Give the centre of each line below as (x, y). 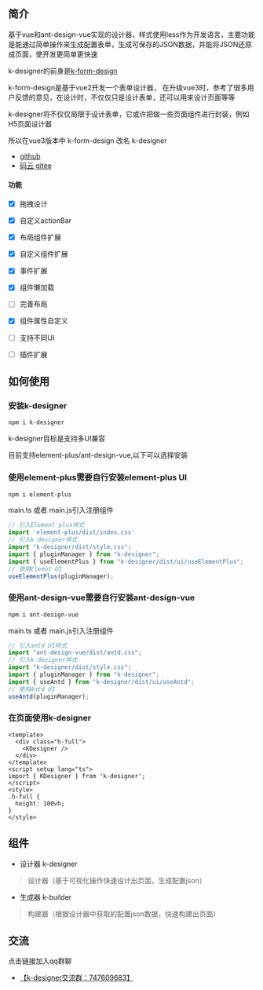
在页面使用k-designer (50, 718)
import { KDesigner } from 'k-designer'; (77, 776)
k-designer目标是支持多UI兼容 (57, 439)
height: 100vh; (40, 803)
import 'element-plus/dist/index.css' (71, 532)
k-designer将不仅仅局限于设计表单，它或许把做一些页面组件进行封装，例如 (129, 114)
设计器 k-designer (49, 864)
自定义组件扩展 (44, 254)
